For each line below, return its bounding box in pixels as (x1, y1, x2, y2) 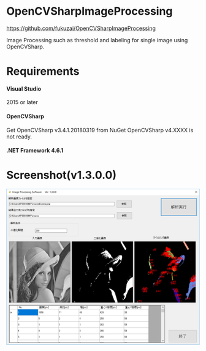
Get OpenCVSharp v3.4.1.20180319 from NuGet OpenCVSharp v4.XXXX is (6, 126, 194, 134)
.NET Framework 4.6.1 (6, 147, 64, 154)
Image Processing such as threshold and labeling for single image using (6, 36, 188, 43)
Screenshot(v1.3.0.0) (6, 168, 117, 182)
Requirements (6, 64, 80, 78)
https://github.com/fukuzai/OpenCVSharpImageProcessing (6, 25, 156, 32)
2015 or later (6, 99, 39, 106)
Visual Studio (6, 85, 42, 92)
